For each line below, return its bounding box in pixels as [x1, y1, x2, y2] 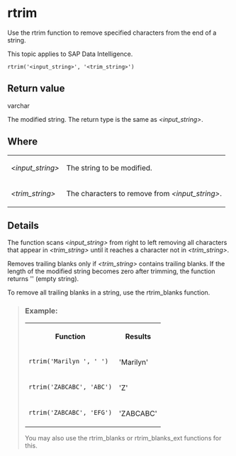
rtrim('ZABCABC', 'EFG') [28, 409, 113, 416]
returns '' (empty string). [7, 275, 79, 283]
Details [7, 220, 39, 232]
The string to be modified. [66, 163, 152, 173]
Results [125, 331, 151, 341]
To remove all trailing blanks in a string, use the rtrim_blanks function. [7, 288, 210, 297]
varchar [7, 101, 30, 110]
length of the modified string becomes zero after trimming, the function [7, 267, 215, 275]
